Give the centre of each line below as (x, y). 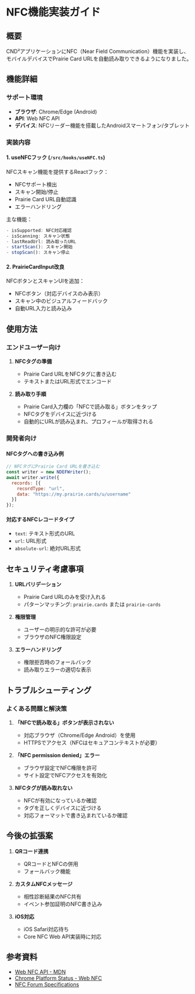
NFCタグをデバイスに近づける (60, 414)
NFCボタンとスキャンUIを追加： (45, 281)
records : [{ (26, 483)
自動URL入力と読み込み (43, 309)
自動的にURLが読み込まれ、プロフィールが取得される (88, 421)
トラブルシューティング (49, 690)
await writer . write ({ (33, 477)
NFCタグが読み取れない (44, 787)
